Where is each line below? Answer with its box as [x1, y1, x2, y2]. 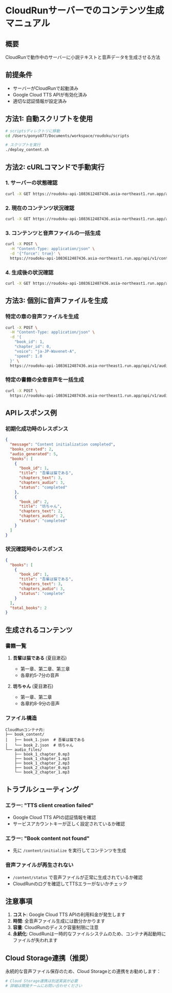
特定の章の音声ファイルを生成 [5, 313, 79, 320]
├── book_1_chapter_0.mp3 [14, 752, 70, 757]
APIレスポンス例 [5, 408, 57, 417]
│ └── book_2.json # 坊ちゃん [5, 743, 74, 748]
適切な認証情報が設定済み [12, 98, 67, 104]
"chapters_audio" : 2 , [18, 514, 66, 519]
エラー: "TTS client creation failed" [5, 802, 94, 809]
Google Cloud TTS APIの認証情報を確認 [12, 814, 96, 820]
